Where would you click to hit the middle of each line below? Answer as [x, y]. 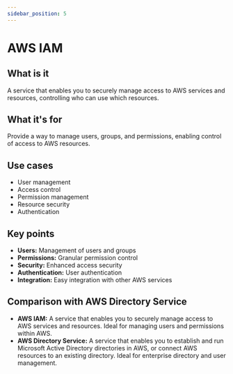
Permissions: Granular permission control [78, 258]
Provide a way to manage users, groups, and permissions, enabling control [114, 136]
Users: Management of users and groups [77, 250]
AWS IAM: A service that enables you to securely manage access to [115, 318]
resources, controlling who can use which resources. [83, 97]
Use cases [30, 165]
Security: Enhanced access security [70, 266]
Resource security [43, 204]
